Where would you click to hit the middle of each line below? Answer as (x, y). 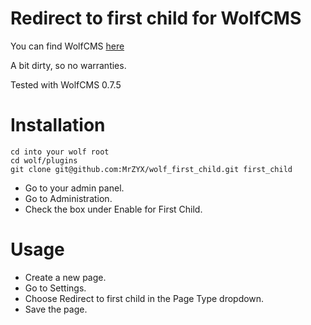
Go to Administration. (68, 198)
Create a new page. (65, 277)
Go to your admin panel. (74, 188)
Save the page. (56, 309)
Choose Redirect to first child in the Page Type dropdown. (144, 298)
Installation (58, 125)
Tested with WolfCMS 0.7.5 (66, 84)
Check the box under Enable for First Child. (113, 209)
